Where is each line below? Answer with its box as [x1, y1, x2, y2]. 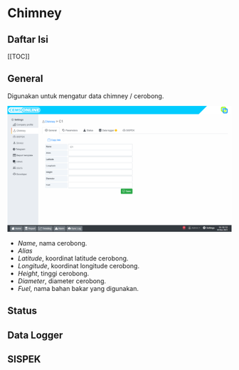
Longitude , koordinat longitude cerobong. [17, 261, 140, 270]
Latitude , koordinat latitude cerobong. [17, 254, 129, 263]
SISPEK [7, 353, 41, 365]
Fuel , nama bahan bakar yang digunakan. [17, 284, 139, 292]
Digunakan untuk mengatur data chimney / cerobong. [7, 91, 164, 100]
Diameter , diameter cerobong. [17, 276, 107, 285]
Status [7, 305, 38, 317]
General [7, 73, 44, 85]
